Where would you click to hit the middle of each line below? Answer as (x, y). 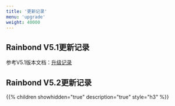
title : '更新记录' (27, 11)
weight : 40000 (23, 22)
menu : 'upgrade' (26, 17)
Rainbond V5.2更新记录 (49, 82)
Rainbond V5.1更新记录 (48, 47)
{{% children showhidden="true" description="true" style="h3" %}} (87, 97)
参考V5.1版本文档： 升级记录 (39, 62)
